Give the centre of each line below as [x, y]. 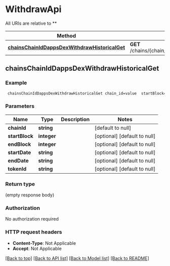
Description [75, 119]
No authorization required [32, 219]
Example [16, 83]
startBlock [21, 136]
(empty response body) [30, 195]
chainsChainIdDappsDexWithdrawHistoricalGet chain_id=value [72, 93]
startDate [19, 152]
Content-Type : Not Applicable [44, 243]
